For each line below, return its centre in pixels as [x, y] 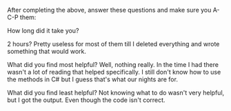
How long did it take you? [43, 31]
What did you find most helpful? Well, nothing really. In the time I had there [113, 64]
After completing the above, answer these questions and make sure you [109, 10]
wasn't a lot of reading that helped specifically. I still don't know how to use [114, 72]
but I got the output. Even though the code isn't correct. [86, 100]
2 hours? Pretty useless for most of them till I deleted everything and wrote [113, 44]
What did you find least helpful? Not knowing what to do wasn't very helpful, [116, 93]
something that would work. [47, 51]
